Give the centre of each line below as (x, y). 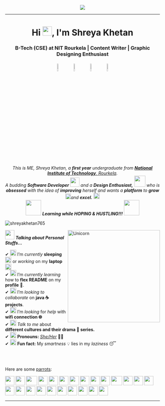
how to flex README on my (33, 280)
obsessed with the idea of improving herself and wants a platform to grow (82, 190)
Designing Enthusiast (82, 54)
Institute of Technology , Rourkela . (82, 173)
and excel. (82, 198)
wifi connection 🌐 (24, 317)
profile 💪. (15, 285)
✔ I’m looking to (25, 292)
